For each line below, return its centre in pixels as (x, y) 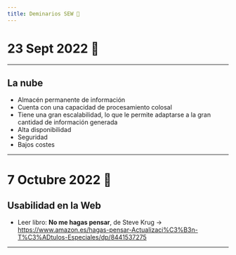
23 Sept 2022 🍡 (53, 48)
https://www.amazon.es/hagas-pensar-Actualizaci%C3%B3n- (107, 230)
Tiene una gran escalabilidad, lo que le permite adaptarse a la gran (114, 115)
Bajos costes (36, 145)
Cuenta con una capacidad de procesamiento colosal (94, 107)
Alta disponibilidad (44, 130)
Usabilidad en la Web (54, 205)
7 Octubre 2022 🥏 (60, 179)
